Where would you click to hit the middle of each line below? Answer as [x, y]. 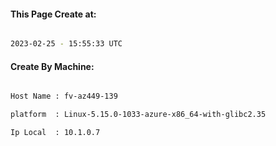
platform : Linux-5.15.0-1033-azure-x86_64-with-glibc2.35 [138, 115]
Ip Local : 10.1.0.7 [55, 133]
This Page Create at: [53, 14]
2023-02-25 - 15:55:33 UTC [66, 44]
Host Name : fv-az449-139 [64, 96]
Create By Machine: [52, 66]
